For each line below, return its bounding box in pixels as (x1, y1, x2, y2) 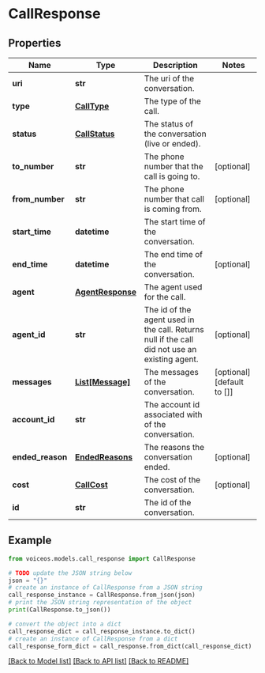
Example (8, 534, 52, 547)
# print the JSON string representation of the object (8, 599, 192, 607)
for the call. (144, 292, 186, 302)
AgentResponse (74, 286, 136, 297)
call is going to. (144, 171, 200, 182)
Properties (8, 36, 62, 50)
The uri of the (144, 73, 195, 84)
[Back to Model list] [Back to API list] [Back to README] (8, 656, 189, 666)
